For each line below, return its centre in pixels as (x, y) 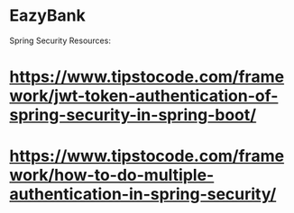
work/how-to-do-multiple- (112, 175)
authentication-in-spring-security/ (143, 195)
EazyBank (47, 16)
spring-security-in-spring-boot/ (133, 115)
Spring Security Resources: (60, 40)
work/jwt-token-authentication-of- (144, 96)
